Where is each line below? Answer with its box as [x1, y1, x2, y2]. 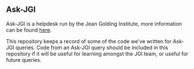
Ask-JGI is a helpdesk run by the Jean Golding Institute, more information [6, 20, 182, 27]
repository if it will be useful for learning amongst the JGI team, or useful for [6, 50, 189, 57]
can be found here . [6, 26, 52, 33]
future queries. [6, 56, 42, 63]
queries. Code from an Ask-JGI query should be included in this [15, 44, 168, 51]
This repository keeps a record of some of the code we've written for [6, 37, 172, 44]
